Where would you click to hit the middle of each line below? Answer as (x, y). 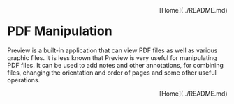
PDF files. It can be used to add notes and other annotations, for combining (115, 65)
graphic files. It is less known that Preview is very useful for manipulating (112, 57)
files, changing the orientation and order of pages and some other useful (112, 73)
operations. (24, 80)
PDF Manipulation (60, 31)
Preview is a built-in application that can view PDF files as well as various (112, 50)
